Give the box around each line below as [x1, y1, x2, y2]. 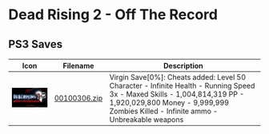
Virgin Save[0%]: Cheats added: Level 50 [109, 72, 247, 81]
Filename [62, 61, 94, 70]
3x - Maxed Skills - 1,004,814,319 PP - [109, 89, 245, 99]
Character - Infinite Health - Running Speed [109, 81, 255, 90]
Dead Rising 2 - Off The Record [8, 6, 219, 24]
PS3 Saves [8, 37, 62, 51]
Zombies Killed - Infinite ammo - [109, 106, 219, 116]
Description [163, 61, 204, 70]
